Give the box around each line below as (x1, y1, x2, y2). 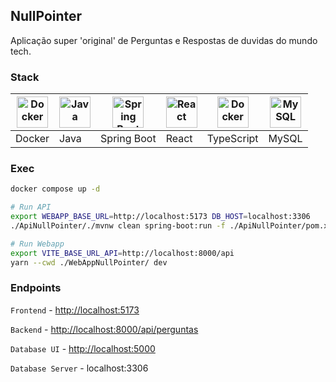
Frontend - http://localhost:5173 (10, 304, 140, 316)
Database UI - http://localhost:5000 (10, 342, 156, 354)
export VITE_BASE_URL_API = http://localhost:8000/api (10, 248, 235, 258)
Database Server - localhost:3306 (10, 362, 149, 374)
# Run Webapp (10, 239, 65, 249)
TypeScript (206, 132, 259, 146)
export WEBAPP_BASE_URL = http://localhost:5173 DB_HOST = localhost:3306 (10, 212, 311, 222)
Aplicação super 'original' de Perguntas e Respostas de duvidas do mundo (10, 34, 318, 46)
